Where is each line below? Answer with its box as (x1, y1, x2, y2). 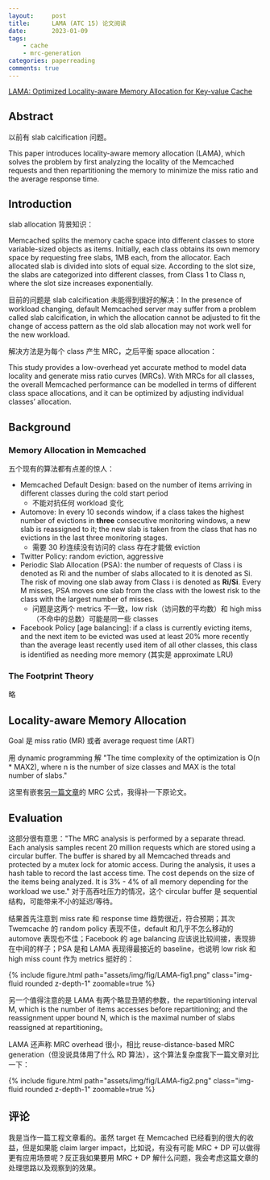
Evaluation (8, 811, 63, 825)
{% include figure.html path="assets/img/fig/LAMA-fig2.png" (8, 1075, 212, 1085)
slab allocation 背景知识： (8, 219, 94, 230)
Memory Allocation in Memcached (8, 444, 147, 455)
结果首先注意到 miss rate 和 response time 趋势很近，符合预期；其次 (8, 913, 235, 923)
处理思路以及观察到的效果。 (8, 1162, 101, 1173)
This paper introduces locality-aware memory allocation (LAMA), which (8, 148, 246, 158)
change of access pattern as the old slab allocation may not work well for (8, 322, 252, 331)
